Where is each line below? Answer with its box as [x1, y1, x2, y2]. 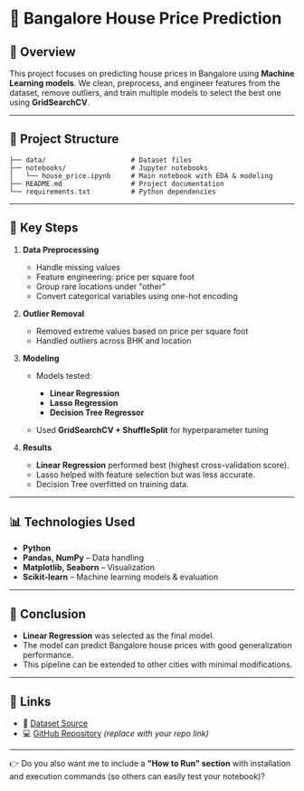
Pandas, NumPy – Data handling [22, 552, 145, 563]
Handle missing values [35, 261, 120, 272]
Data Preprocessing [22, 244, 100, 255]
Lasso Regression [49, 397, 119, 408]
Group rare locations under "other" [35, 280, 166, 292]
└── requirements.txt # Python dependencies [9, 187, 217, 196]
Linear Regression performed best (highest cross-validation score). [35, 459, 290, 470]
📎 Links [9, 693, 52, 709]
